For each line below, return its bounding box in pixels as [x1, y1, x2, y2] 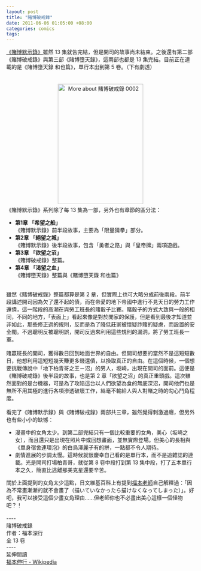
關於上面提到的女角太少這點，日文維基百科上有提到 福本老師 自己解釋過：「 [6, 479, 187, 486]
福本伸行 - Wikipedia [6, 558, 57, 566]
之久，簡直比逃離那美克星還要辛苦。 [20, 467, 109, 474]
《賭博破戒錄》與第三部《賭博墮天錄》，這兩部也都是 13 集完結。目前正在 [6, 56, 185, 63]
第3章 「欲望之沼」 [14, 249, 62, 256]
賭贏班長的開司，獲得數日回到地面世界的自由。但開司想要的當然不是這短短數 [6, 349, 195, 357]
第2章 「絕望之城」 [14, 234, 62, 241]
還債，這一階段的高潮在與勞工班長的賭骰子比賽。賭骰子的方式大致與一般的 [6, 306, 190, 313]
